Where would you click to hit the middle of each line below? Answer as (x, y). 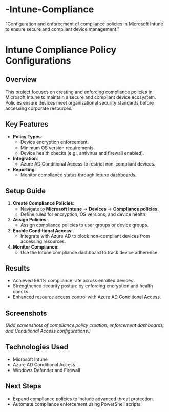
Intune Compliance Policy (61, 50)
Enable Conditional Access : (43, 230)
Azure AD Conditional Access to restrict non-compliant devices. (88, 164)
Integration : (25, 158)
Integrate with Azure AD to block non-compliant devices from (85, 236)
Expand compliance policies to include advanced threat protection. (83, 399)
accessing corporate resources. (39, 108)
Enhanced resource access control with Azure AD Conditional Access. (87, 297)
